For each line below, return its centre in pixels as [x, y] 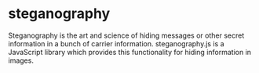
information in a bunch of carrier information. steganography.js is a [117, 43]
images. [21, 60]
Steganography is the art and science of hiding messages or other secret [126, 35]
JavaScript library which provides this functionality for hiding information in [130, 52]
